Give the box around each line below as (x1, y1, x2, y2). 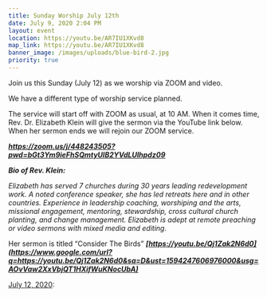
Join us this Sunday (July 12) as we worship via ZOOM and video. (8, 77, 223, 88)
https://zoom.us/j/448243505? (8, 141, 116, 151)
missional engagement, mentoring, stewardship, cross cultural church (8, 206, 239, 216)
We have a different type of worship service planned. (8, 93, 183, 103)
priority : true (8, 57, 59, 65)
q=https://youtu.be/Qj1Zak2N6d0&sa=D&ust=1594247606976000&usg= (8, 255, 259, 265)
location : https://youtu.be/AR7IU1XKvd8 (8, 34, 145, 42)
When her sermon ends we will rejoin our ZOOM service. (8, 125, 194, 136)
